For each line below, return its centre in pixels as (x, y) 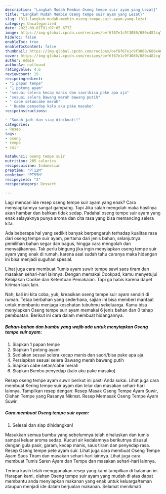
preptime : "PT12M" (24, 170)
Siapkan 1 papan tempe (36, 345)
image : (12, 33)
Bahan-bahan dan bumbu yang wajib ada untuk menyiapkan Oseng (77, 327)
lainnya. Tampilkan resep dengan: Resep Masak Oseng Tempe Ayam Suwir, (82, 391)
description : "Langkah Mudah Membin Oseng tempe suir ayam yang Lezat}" (82, 10)
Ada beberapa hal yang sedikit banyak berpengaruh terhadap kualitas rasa (81, 233)
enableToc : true (22, 42)
